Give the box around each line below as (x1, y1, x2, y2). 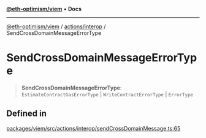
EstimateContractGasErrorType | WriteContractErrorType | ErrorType (21, 90, 194, 98)
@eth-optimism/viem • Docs (6, 6, 82, 12)
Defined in (6, 109, 47, 119)
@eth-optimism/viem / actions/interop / (6, 23, 106, 30)
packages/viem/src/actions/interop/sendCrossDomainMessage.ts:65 (6, 125, 181, 132)
